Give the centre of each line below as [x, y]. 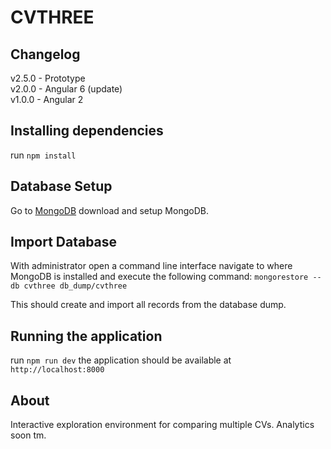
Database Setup [61, 186]
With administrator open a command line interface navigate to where [151, 266]
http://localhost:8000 [57, 370]
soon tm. [28, 435]
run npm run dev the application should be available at [121, 360]
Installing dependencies [87, 131]
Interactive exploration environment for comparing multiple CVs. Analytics [162, 425]
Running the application [86, 336]
